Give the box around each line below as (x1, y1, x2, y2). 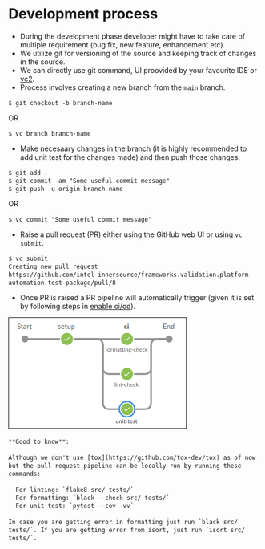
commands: (8, 470, 42, 478)
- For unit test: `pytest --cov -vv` (8, 502, 135, 510)
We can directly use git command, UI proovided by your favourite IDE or (19, 65, 258, 75)
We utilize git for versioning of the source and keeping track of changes (19, 48, 257, 58)
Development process (8, 5, 159, 23)
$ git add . (8, 169, 48, 177)
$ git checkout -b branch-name (8, 99, 113, 107)
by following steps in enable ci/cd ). (19, 301, 136, 311)
